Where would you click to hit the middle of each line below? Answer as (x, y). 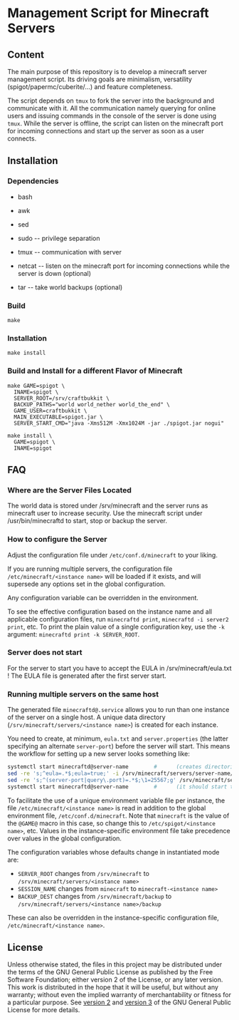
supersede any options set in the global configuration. (86, 584)
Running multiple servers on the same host (83, 694)
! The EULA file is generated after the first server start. (87, 676)
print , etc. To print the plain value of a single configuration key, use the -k (116, 627)
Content (26, 55)
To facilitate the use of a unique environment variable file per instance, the (116, 800)
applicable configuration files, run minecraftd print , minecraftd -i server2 (118, 619)
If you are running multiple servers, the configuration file (90, 569)
